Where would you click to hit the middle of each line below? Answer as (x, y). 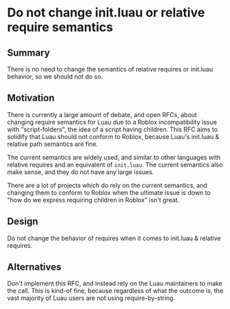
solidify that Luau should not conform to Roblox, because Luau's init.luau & (113, 136)
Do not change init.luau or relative (106, 13)
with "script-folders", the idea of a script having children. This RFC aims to (113, 129)
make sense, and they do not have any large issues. (81, 172)
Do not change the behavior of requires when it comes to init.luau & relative (114, 238)
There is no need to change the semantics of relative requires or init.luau (110, 69)
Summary (29, 53)
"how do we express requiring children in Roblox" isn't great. (93, 200)
